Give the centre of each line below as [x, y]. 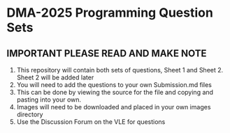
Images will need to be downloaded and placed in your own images [114, 107]
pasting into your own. [49, 100]
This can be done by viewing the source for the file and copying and [115, 92]
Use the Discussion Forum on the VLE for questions [91, 122]
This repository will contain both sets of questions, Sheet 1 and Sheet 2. [120, 70]
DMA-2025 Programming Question [110, 13]
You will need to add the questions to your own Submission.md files [114, 85]
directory [30, 114]
